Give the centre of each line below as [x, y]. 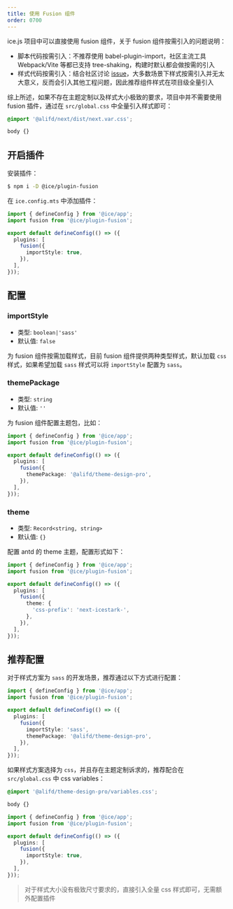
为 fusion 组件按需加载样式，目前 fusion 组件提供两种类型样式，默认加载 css [117, 356]
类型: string [35, 399]
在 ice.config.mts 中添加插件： [52, 201]
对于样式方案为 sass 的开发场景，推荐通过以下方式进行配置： [95, 678]
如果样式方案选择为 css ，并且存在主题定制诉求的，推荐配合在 [96, 770]
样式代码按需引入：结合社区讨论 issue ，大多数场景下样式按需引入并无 [118, 73]
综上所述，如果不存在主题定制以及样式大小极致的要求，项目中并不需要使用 [114, 97]
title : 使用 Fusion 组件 [41, 14]
